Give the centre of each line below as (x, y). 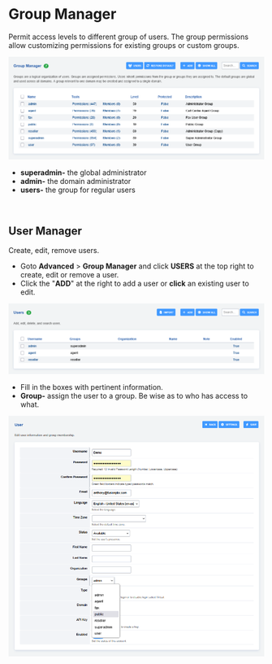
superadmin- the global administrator (83, 173)
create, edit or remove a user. (69, 275)
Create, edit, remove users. (54, 251)
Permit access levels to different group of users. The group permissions (129, 37)
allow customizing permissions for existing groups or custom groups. (124, 45)
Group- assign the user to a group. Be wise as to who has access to (134, 396)
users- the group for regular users (78, 190)
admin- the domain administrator (76, 181)
